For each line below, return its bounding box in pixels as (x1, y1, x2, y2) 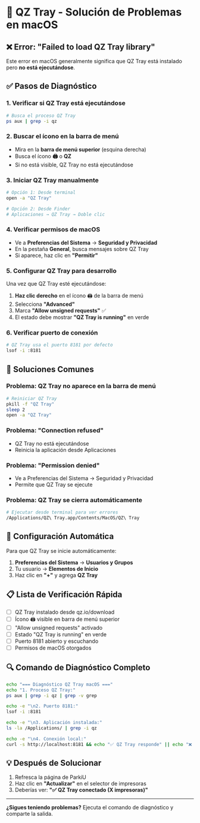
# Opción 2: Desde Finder (6, 206, 70, 212)
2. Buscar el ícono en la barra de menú (6, 132, 119, 141)
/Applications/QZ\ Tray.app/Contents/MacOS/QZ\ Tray (6, 515, 140, 521)
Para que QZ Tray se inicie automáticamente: (6, 547, 117, 554)
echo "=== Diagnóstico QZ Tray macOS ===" (6, 681, 113, 688)
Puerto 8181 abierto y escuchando (14, 638, 99, 645)
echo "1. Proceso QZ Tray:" (6, 687, 76, 693)
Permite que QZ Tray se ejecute (14, 481, 93, 488)
